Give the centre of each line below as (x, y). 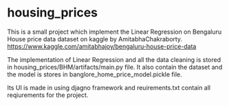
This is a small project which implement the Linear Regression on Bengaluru (115, 32)
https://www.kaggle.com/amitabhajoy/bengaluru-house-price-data (102, 46)
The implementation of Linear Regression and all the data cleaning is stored (114, 59)
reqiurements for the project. (48, 95)
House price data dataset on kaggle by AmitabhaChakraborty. (95, 39)
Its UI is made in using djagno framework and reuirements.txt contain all (109, 87)
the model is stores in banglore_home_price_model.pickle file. (95, 74)
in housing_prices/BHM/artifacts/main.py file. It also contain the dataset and (115, 67)
